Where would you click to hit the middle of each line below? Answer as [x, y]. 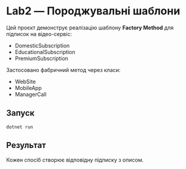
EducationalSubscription [45, 52]
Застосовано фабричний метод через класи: [63, 70]
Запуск [20, 113]
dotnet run [20, 127]
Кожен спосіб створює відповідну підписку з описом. [75, 159]
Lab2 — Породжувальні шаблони [93, 11]
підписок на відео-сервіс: [39, 34]
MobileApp [28, 87]
